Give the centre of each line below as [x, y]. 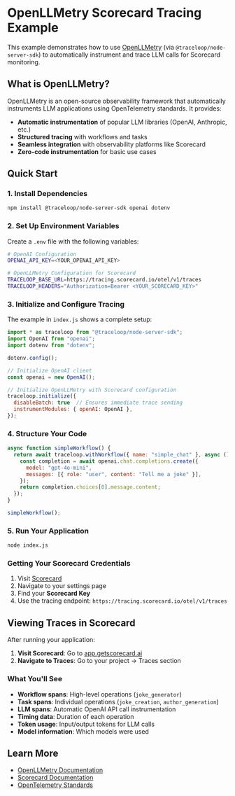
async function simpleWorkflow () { [59, 448]
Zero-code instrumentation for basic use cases [87, 151]
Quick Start [33, 174]
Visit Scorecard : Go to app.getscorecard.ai [80, 653]
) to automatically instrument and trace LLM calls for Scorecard [129, 55]
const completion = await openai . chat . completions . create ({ [109, 461]
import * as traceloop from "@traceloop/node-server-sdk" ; [95, 333]
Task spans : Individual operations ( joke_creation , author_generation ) [118, 701]
